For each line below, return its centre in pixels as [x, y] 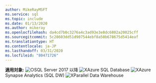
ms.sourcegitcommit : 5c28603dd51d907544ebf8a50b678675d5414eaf [72, 37]
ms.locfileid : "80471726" [32, 55]
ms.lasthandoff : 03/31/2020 [34, 51]
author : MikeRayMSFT [26, 10]
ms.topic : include [24, 19]
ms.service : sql [22, 14]
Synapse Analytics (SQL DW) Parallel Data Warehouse [64, 75]
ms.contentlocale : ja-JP [31, 46]
